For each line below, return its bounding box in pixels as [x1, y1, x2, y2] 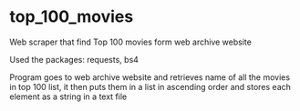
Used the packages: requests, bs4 [9, 54, 140, 65]
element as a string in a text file [9, 91, 128, 102]
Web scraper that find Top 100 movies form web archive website [9, 36, 253, 47]
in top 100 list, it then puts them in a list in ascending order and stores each [9, 81, 292, 92]
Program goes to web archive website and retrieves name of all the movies [9, 71, 290, 83]
